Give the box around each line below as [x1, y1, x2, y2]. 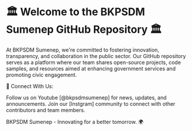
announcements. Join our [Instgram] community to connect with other [6, 100, 176, 107]
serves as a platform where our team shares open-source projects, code [6, 59, 181, 66]
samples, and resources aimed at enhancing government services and [6, 65, 176, 72]
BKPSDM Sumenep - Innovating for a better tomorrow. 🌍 [6, 118, 144, 125]
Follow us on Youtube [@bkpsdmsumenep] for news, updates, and [6, 94, 167, 101]
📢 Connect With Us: [6, 82, 54, 89]
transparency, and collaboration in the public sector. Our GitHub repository [6, 52, 186, 59]
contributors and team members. [6, 106, 85, 113]
